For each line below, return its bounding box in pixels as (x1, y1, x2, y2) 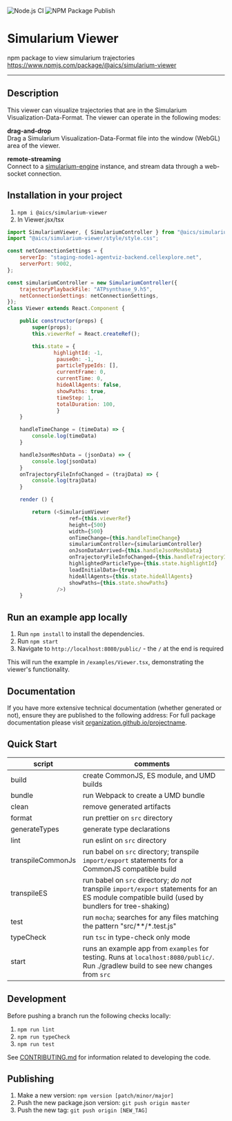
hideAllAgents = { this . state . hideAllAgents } (68, 573, 193, 580)
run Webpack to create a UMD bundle (82, 790, 205, 800)
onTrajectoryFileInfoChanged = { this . (68, 554, 175, 560)
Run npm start (17, 637, 59, 646)
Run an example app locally (7, 611, 128, 623)
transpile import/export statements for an (82, 884, 217, 893)
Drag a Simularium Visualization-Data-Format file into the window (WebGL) (7, 134, 221, 142)
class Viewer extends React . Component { (7, 305, 126, 312)
